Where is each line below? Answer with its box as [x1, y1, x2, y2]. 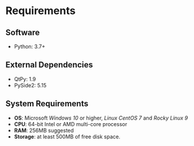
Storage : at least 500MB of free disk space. [14, 133, 121, 140]
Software [5, 28, 40, 38]
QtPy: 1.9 [14, 75, 36, 83]
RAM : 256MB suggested [14, 127, 74, 134]
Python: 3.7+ [14, 43, 45, 50]
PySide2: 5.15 [14, 82, 46, 89]
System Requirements [5, 99, 89, 109]
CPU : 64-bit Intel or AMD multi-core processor [14, 120, 128, 127]
